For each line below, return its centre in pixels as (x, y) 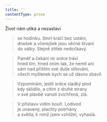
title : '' (15, 10)
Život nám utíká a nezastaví (33, 28)
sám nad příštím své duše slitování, (53, 69)
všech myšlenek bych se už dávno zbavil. (60, 74)
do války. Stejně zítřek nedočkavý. (52, 49)
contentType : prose (25, 14)
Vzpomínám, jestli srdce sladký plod (54, 84)
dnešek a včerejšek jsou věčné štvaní (55, 43)
